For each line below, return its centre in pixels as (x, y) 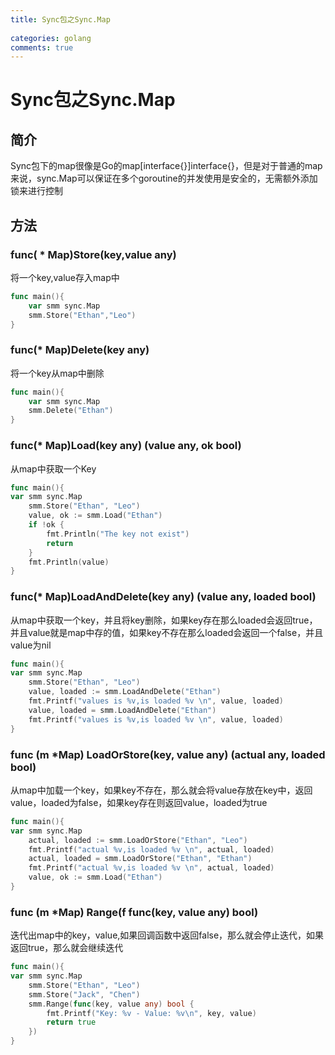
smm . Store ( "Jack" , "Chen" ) (84, 994)
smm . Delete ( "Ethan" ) (71, 411)
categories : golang (51, 38)
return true (71, 1022)
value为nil (31, 645)
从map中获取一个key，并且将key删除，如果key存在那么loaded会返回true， (164, 620)
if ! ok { (46, 525)
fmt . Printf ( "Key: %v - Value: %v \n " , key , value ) (151, 1013)
